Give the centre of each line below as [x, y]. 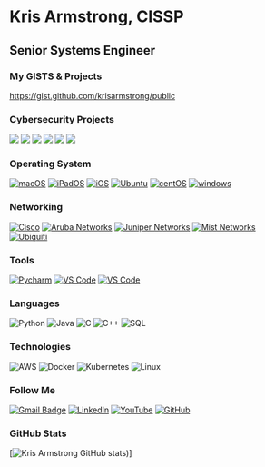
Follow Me [33, 390]
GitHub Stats [38, 433]
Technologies [40, 347]
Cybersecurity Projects [62, 119]
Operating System [50, 164]
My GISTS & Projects [56, 76]
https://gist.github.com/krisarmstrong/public [92, 95]
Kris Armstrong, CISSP [97, 17]
